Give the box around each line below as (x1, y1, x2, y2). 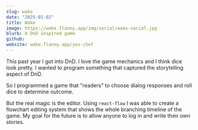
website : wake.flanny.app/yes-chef (6, 42, 94, 48)
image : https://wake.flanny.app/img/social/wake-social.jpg (6, 25, 158, 31)
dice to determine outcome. (6, 88, 74, 95)
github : (6, 36, 25, 42)
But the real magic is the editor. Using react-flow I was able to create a (6, 99, 179, 106)
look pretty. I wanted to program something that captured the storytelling (6, 64, 184, 71)
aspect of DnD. (6, 70, 43, 77)
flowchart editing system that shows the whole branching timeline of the (6, 106, 182, 113)
